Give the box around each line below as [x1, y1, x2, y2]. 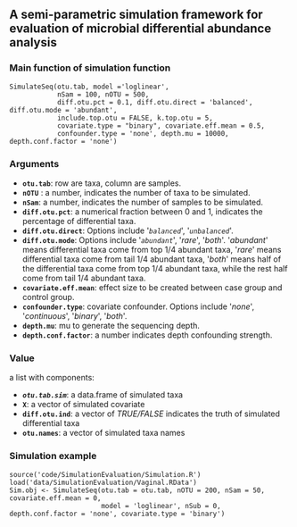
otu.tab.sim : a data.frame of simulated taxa [21, 389, 184, 400]
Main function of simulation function [9, 62, 171, 74]
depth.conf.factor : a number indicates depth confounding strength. [21, 330, 273, 340]
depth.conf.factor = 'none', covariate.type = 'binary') [9, 509, 226, 518]
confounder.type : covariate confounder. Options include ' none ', [21, 301, 255, 312]
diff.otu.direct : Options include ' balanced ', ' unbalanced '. [21, 225, 234, 236]
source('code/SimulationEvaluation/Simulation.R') [9, 470, 202, 479]
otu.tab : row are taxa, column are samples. [21, 178, 182, 188]
